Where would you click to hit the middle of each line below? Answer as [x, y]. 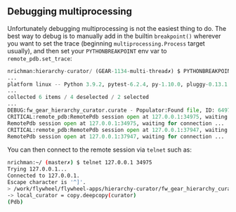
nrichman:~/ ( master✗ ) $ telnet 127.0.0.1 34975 [80, 163]
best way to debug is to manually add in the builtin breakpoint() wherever [114, 36]
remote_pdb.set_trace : [40, 58]
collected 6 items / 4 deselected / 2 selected [78, 98]
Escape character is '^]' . [47, 183]
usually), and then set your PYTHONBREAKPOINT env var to [87, 51]
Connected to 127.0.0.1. [44, 176]
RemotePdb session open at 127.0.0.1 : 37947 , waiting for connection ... [116, 136]
